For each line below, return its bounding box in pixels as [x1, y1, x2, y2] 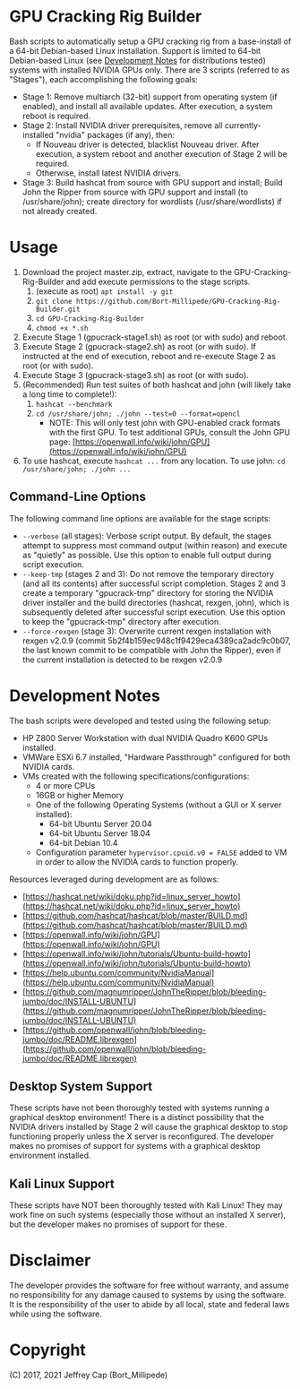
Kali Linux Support [9, 1176, 115, 1191]
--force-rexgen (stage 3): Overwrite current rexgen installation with [21, 625, 271, 636]
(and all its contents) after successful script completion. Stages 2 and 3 [21, 578, 287, 589]
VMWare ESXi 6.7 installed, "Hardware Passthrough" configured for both [21, 751, 291, 763]
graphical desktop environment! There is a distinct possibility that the [9, 1112, 264, 1123]
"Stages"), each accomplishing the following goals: [9, 73, 199, 84]
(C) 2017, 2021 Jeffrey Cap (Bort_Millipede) [9, 1369, 168, 1381]
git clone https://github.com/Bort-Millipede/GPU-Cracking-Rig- [35, 297, 281, 306]
